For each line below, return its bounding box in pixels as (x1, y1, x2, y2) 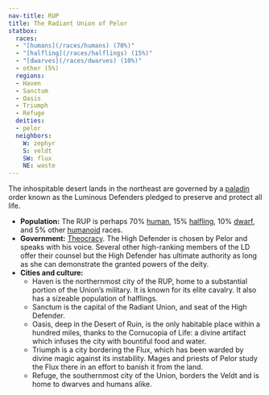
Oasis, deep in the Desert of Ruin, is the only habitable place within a (31, 319, 260, 329)
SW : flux (23, 154, 52, 162)
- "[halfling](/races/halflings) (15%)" (15, 49, 153, 57)
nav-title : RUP (8, 11, 60, 20)
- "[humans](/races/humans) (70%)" (15, 42, 135, 50)
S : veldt (23, 147, 52, 155)
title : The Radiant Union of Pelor (8, 19, 128, 27)
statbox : (8, 27, 38, 35)
